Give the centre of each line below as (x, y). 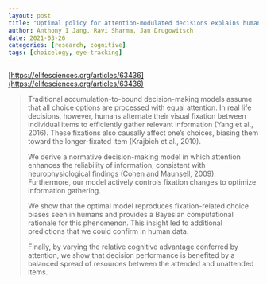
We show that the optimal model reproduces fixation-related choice (138, 206)
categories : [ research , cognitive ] (67, 45)
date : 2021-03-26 (37, 38)
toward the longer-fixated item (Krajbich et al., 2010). (114, 141)
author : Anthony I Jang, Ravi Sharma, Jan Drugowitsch (101, 30)
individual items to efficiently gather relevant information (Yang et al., (141, 124)
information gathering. (64, 191)
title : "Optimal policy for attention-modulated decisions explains (124, 23)
